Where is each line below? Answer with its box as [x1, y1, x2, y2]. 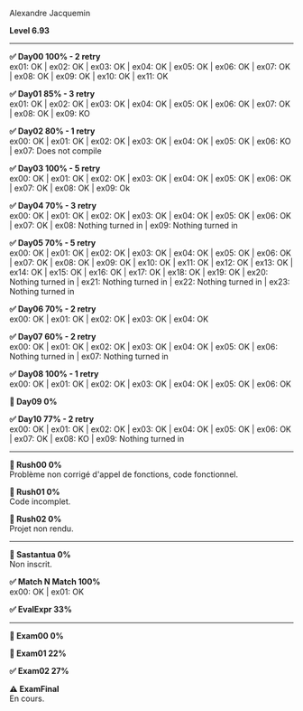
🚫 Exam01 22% [9, 648, 67, 659]
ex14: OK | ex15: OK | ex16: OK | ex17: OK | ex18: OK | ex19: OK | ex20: [9, 267, 269, 277]
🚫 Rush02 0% [9, 514, 62, 524]
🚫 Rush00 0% [9, 460, 62, 470]
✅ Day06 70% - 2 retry [9, 304, 96, 314]
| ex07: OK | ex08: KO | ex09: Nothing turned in [9, 434, 185, 444]
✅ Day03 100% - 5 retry [9, 163, 101, 173]
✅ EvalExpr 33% [9, 604, 72, 614]
